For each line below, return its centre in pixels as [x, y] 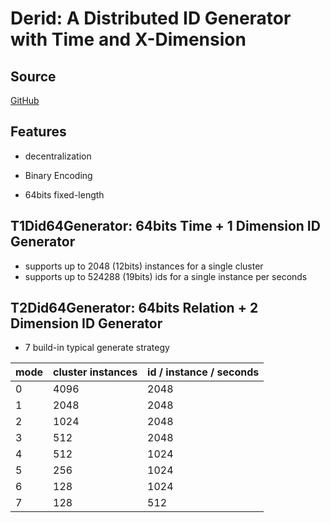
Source [33, 76]
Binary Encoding [58, 175]
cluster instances [95, 372]
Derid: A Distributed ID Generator [151, 18]
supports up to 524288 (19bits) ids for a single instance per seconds [166, 276]
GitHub [25, 100]
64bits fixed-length [64, 194]
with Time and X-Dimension [128, 39]
